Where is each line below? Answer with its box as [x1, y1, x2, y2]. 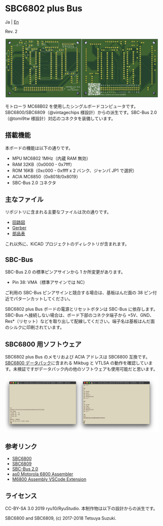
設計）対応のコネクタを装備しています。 [35, 115, 116, 121]
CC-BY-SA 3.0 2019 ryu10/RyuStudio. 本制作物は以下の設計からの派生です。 [5, 506, 158, 511]
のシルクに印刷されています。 [5, 324, 65, 330]
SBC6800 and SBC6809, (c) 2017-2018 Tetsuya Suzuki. [5, 515, 117, 521]
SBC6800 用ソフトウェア [5, 340, 82, 348]
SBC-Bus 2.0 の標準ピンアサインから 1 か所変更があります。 [5, 269, 126, 275]
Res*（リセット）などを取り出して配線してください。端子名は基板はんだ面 [5, 319, 155, 324]
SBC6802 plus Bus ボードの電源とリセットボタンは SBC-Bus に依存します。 [5, 306, 158, 312]
